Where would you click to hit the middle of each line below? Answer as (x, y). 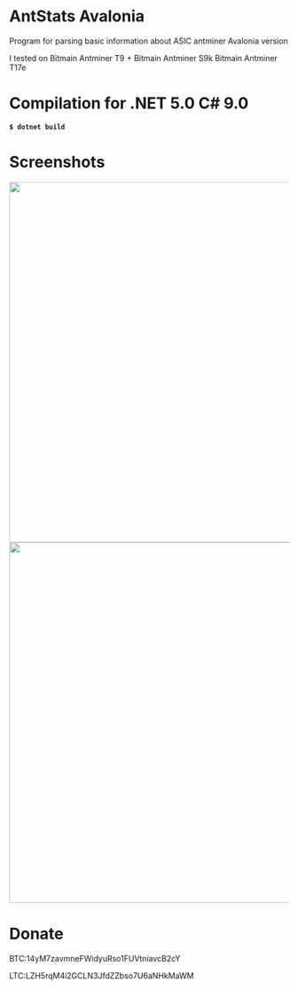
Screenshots (57, 162)
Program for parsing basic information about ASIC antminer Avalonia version (149, 41)
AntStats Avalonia (77, 16)
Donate (36, 934)
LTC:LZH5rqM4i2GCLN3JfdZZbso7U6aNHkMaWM (102, 975)
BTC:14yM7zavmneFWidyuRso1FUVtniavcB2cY (95, 958)
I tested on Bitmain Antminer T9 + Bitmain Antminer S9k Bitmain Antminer (143, 58)
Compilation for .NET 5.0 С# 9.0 (129, 103)
